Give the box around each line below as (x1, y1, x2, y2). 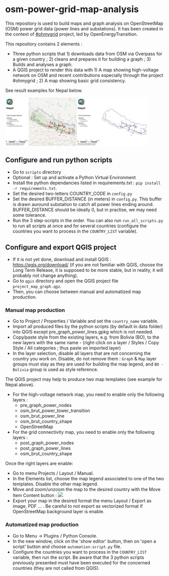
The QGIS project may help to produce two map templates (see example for (5, 376, 162, 383)
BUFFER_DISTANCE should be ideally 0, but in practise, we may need (12, 207, 157, 213)
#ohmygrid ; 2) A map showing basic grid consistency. (12, 77, 126, 84)
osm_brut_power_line (20, 413, 65, 419)
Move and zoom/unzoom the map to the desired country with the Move (12, 486, 161, 492)
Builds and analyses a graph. (12, 61, 73, 67)
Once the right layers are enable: (5, 461, 74, 467)
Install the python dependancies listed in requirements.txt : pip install (12, 180, 161, 186)
